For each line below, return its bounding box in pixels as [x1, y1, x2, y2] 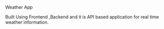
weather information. [5, 19, 49, 25]
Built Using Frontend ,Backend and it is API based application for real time [5, 14, 159, 19]
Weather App [5, 4, 33, 10]
